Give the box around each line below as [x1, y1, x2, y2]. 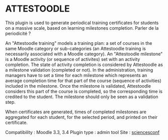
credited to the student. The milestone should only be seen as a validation [5, 94, 158, 100]
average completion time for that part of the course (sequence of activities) [5, 78, 162, 84]
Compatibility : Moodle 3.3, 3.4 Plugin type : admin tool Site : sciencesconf [5, 129, 160, 135]
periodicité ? [5, 30, 31, 36]
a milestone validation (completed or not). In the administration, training [5, 66, 153, 73]
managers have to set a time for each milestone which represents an [5, 72, 147, 78]
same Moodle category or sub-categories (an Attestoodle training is [5, 45, 146, 51]
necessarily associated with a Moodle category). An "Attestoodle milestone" [5, 51, 163, 57]
